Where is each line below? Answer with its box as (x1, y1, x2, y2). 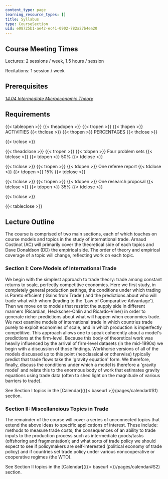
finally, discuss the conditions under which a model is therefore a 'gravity (5, 362, 156, 368)
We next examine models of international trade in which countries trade (5, 319, 153, 325)
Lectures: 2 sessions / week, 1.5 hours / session (5, 58, 104, 64)
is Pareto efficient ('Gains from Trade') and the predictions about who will (5, 292, 157, 298)
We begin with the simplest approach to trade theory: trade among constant (5, 276, 162, 282)
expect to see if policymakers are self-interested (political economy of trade (5, 443, 162, 449)
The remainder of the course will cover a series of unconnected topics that (5, 416, 160, 422)
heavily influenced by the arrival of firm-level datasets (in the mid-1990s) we (5, 340, 163, 346)
